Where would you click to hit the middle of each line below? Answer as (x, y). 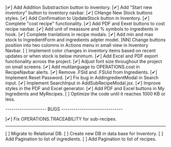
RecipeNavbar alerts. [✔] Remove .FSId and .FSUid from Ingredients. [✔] (81, 72)
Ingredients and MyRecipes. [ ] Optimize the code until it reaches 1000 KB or (85, 94)
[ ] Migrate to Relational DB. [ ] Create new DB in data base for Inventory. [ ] (84, 134)
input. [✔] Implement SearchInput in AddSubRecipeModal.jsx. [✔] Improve (83, 83)
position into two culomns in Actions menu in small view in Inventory (77, 45)
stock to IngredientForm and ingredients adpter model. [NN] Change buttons (85, 40)
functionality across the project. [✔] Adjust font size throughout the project (84, 61)
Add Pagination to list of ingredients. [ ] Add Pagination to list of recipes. (81, 139)
